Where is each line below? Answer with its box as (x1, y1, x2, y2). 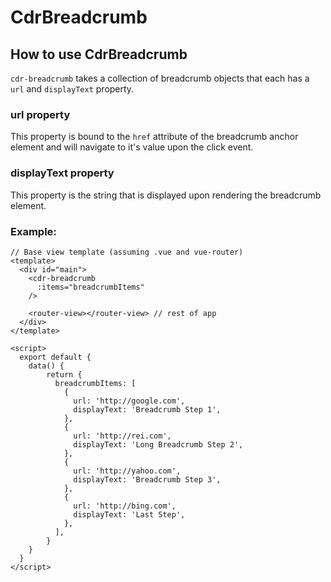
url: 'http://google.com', (73, 396, 186, 406)
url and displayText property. (10, 83, 135, 95)
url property (10, 107, 71, 121)
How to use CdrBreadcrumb (10, 46, 188, 63)
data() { (28, 361, 65, 371)
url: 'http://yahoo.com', (73, 466, 182, 476)
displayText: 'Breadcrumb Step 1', (73, 404, 222, 415)
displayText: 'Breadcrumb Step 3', (73, 474, 222, 485)
